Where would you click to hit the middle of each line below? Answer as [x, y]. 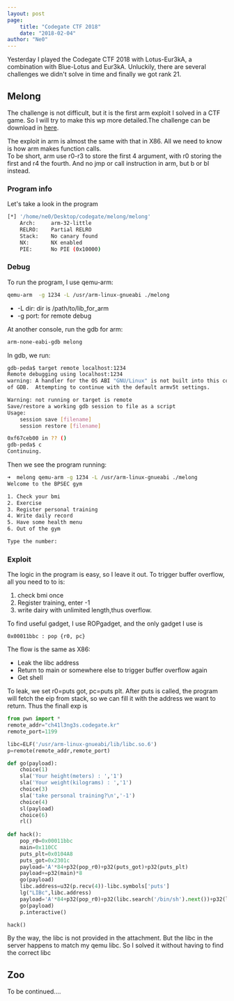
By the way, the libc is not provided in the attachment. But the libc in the [110, 938]
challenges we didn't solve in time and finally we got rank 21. [94, 75]
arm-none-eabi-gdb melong [45, 342]
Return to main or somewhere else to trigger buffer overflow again [112, 670]
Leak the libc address [48, 663]
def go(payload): [32, 763]
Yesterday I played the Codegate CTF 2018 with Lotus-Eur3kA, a [100, 59]
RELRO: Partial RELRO [56, 230]
